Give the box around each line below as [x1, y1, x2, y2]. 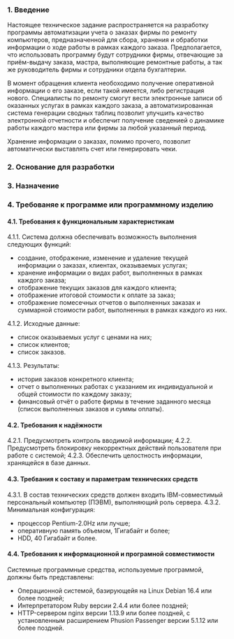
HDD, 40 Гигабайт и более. [17, 534, 98, 542]
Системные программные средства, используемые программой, [7, 565, 204, 574]
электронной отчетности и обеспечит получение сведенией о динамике [7, 116, 225, 125]
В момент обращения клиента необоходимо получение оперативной [7, 79, 214, 88]
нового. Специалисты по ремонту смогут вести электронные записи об [7, 94, 223, 102]
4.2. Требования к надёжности [7, 420, 103, 429]
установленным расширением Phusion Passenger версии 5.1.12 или [17, 616, 219, 624]
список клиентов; [17, 341, 71, 349]
